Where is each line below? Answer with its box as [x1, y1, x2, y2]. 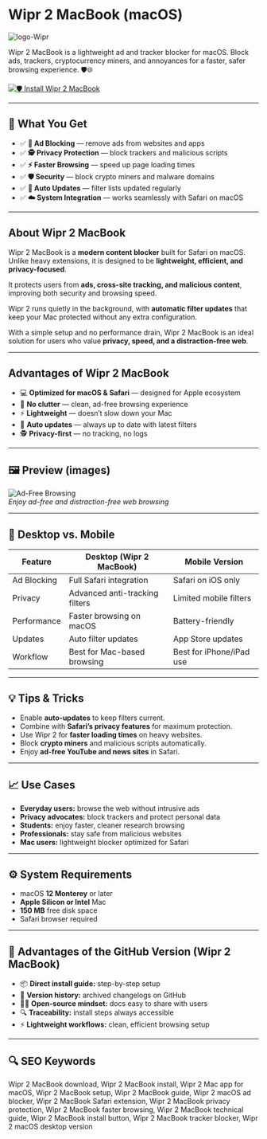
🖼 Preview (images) [8, 464, 111, 477]
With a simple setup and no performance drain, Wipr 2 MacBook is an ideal [8, 327, 254, 337]
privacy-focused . [8, 264, 68, 274]
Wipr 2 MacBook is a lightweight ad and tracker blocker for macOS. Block [8, 47, 249, 57]
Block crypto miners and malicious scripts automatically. [19, 738, 207, 748]
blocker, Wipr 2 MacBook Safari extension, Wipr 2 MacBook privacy [8, 1097, 230, 1106]
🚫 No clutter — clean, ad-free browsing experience [19, 400, 188, 409]
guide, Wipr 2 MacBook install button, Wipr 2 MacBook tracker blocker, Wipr [8, 1114, 258, 1123]
